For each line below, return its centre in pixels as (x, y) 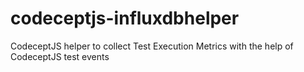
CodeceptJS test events (60, 56)
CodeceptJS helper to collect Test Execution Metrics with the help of (152, 46)
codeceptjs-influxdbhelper (125, 18)
